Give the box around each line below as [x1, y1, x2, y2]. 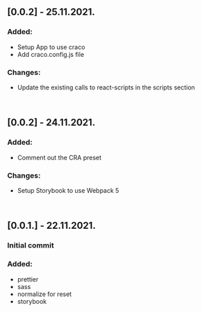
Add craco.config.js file [17, 50, 85, 58]
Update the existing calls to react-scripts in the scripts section [17, 83, 196, 92]
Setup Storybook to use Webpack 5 [17, 186, 119, 194]
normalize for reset [17, 290, 72, 298]
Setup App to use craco [17, 42, 85, 51]
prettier [17, 275, 39, 284]
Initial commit [7, 241, 54, 250]
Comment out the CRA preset [17, 153, 102, 162]
